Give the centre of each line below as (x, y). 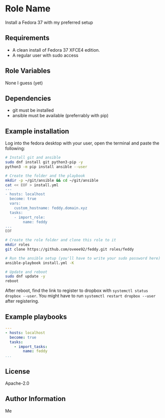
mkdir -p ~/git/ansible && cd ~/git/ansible (52, 180)
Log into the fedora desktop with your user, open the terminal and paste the (82, 143)
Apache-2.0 (17, 383)
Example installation (37, 131)
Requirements (27, 38)
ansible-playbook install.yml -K (40, 263)
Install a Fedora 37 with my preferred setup (49, 22)
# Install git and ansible (33, 158)
